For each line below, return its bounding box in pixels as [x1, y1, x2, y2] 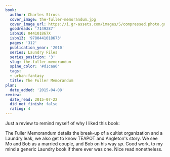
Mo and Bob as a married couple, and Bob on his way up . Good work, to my [5, 141, 163, 147]
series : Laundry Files [10, 50, 58, 55]
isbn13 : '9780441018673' [10, 36, 62, 41]
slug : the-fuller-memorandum [10, 59, 71, 64]
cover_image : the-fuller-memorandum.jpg [10, 17, 96, 22]
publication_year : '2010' [10, 45, 65, 50]
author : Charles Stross [10, 12, 60, 17]
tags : [10, 69, 22, 74]
